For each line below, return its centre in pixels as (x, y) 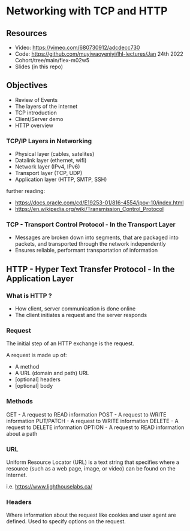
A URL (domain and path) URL (52, 373)
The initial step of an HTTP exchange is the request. (70, 343)
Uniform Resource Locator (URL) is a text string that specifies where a (93, 462)
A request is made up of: (37, 355)
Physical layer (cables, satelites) (55, 154)
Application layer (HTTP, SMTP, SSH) (61, 179)
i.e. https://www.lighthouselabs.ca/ (49, 486)
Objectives (27, 85)
